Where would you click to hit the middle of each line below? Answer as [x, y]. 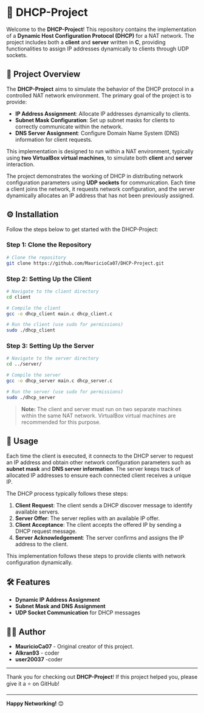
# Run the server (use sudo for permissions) [65, 392]
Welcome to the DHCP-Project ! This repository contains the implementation [101, 29]
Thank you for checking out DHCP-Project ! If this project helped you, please [102, 677]
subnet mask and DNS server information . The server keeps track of [93, 468]
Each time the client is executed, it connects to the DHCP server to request [100, 456]
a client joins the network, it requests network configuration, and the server [100, 189]
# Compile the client [34, 308]
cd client [19, 297]
